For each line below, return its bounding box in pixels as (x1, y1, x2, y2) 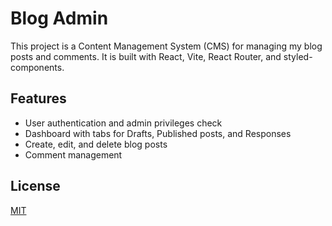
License (10, 178, 61, 195)
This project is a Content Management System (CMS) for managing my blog (10, 40, 323, 52)
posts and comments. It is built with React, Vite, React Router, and (10, 50, 282, 62)
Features (10, 90, 67, 107)
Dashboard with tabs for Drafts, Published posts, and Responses (24, 127, 292, 139)
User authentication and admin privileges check (24, 117, 223, 129)
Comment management (24, 148, 123, 161)
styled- (283, 50, 313, 62)
